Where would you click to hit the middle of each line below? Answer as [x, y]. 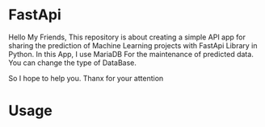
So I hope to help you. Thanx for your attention [86, 78]
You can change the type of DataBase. [73, 63]
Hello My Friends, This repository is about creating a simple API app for [127, 37]
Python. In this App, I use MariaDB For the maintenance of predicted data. [131, 54]
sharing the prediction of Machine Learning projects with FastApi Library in [133, 45]
